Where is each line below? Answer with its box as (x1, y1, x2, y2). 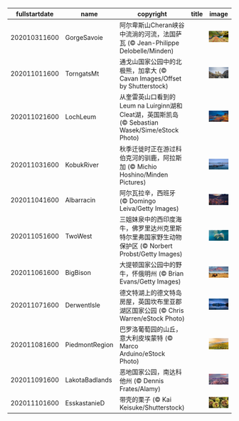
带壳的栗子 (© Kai (119, 395, 172, 404)
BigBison (65, 269, 91, 277)
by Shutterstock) (119, 82, 169, 90)
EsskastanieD (65, 399, 105, 407)
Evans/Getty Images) (119, 277, 181, 286)
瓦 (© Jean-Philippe (119, 38, 180, 47)
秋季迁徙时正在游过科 (119, 144, 183, 153)
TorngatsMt (65, 69, 100, 78)
